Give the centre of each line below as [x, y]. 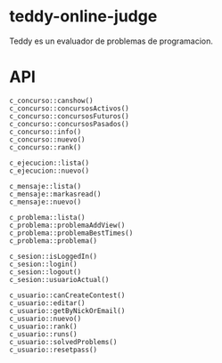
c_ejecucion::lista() [49, 163]
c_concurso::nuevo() [48, 140]
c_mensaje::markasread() [55, 194]
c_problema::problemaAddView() [67, 225]
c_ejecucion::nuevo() [49, 171]
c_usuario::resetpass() [53, 350]
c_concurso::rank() [45, 147]
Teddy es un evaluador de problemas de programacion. [111, 41]
